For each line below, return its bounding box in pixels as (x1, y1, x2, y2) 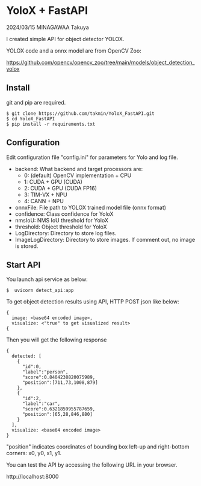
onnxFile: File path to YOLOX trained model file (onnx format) (14, 204, 167, 211)
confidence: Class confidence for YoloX (14, 210, 114, 218)
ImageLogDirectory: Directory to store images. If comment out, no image (14, 236, 196, 243)
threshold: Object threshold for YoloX (14, 223, 107, 230)
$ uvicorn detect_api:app (6, 288, 74, 294)
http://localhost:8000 (6, 473, 59, 481)
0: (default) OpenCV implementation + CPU (23, 172, 132, 179)
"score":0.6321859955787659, (22, 406, 96, 412)
